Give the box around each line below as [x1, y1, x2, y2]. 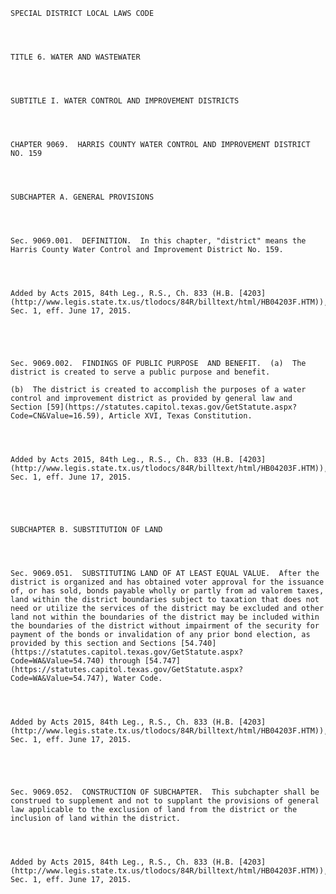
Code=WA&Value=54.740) [10, 656, 105, 666]
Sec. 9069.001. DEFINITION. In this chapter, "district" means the [10, 236, 307, 246]
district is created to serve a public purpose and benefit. [10, 367, 271, 377]
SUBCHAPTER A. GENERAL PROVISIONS [10, 192, 155, 202]
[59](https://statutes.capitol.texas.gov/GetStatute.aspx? [46, 402, 298, 412]
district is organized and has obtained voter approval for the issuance [10, 577, 325, 587]
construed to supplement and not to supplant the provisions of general [10, 796, 320, 806]
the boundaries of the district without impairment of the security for [10, 621, 320, 631]
